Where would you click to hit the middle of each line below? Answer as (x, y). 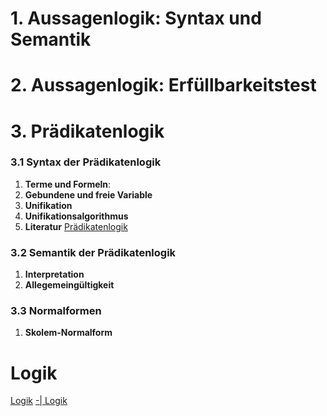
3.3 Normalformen (56, 311)
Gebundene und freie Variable (88, 194)
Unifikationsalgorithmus (76, 216)
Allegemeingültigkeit (69, 285)
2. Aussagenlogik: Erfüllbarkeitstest (163, 85)
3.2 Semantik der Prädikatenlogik (93, 252)
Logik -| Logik (39, 401)
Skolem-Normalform (68, 333)
